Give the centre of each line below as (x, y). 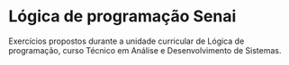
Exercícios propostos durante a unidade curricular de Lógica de (126, 41)
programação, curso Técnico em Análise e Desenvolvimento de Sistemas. (145, 50)
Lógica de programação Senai (122, 16)
